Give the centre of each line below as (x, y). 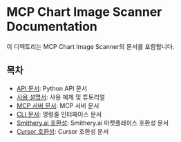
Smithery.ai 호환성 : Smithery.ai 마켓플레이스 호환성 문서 (93, 123)
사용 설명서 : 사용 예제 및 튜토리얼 (60, 97)
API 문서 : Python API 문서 (52, 88)
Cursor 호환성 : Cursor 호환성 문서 (63, 131)
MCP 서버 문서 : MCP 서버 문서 (58, 105)
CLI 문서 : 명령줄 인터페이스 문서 (59, 114)
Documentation (52, 27)
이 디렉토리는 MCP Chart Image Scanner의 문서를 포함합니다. (90, 46)
